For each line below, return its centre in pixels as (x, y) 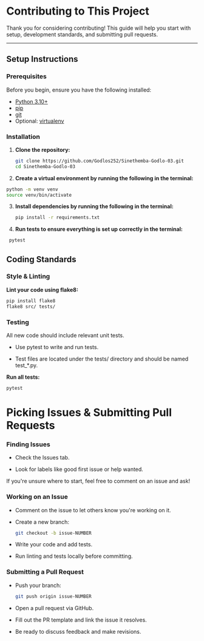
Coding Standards (41, 259)
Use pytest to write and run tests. (57, 347)
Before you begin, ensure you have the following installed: (79, 90)
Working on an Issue (37, 497)
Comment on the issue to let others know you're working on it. (93, 510)
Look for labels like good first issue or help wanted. (79, 469)
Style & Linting (28, 276)
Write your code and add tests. (54, 544)
